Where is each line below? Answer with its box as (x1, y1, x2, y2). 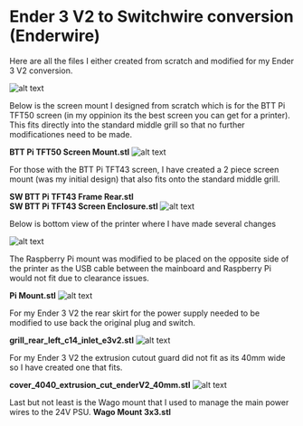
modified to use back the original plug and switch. (9, 317, 196, 327)
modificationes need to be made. (9, 128, 133, 139)
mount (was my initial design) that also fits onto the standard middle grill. (9, 174, 280, 185)
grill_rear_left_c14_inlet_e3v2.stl (9, 335, 134, 346)
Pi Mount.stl (9, 289, 56, 300)
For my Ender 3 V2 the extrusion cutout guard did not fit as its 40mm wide (9, 352, 286, 363)
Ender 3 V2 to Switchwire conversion (9, 6, 294, 27)
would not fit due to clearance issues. (9, 272, 149, 283)
